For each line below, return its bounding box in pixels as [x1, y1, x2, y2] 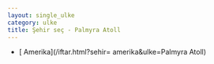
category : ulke [7, 19, 58, 27]
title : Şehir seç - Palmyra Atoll [7, 26, 122, 34]
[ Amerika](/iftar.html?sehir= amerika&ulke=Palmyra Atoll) [18, 48, 207, 57]
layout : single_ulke [7, 11, 76, 20]
